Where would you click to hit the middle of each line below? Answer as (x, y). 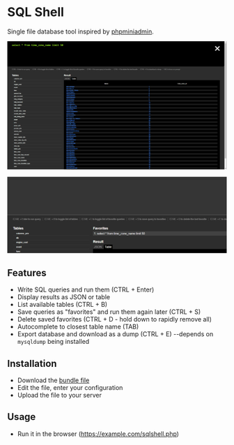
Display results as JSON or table (63, 297)
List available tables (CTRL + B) (62, 305)
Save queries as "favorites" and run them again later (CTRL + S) (109, 312)
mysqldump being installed (53, 342)
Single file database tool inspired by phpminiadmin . (81, 31)
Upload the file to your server (60, 395)
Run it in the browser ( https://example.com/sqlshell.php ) (98, 434)
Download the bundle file (53, 380)
